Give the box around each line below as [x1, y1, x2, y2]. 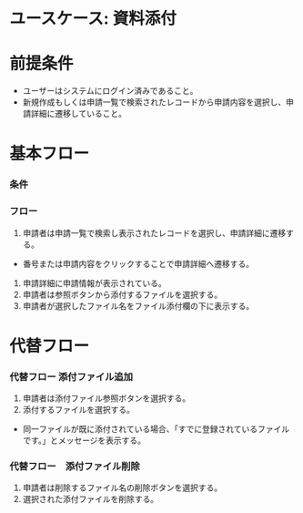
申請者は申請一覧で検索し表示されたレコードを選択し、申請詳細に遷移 [22, 227, 287, 238]
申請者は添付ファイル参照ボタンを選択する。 [22, 393, 191, 404]
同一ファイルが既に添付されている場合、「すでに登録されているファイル [22, 424, 290, 435]
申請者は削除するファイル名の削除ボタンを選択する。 [22, 482, 223, 493]
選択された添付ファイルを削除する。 [22, 494, 159, 505]
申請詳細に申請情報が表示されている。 [22, 277, 167, 288]
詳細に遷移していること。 [30, 108, 127, 119]
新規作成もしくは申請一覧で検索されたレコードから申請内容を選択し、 [22, 97, 287, 108]
